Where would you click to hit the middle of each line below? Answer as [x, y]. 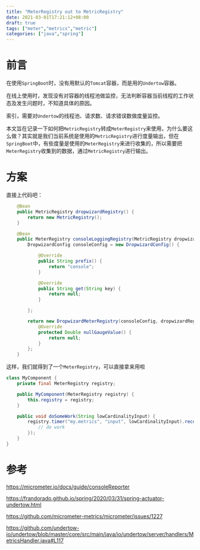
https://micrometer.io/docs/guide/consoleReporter [68, 487]
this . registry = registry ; [61, 400]
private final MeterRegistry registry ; [66, 383]
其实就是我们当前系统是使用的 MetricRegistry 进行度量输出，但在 [101, 136]
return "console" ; [71, 266]
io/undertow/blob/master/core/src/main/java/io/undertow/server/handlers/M [100, 534]
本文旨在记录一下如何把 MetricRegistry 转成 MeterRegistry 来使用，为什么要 [97, 128]
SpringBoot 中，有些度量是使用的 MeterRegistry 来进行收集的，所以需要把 [94, 143]
